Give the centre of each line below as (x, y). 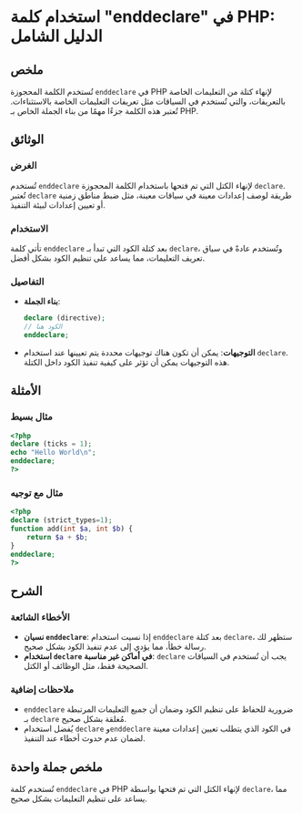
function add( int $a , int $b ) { (71, 529)
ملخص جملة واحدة (56, 767)
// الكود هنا (43, 327)
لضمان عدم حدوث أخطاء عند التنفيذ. (84, 738)
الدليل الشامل (56, 36)
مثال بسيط (32, 417)
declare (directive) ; (64, 318)
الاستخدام (30, 228)
